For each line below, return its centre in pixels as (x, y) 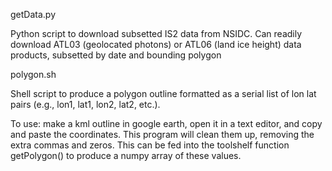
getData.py (33, 14)
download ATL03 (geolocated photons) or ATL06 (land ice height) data (156, 44)
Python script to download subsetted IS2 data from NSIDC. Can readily (156, 33)
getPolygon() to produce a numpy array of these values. (126, 155)
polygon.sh (33, 74)
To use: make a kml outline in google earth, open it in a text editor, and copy (166, 123)
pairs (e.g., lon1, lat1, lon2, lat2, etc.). (85, 104)
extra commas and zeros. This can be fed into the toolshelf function (150, 145)
